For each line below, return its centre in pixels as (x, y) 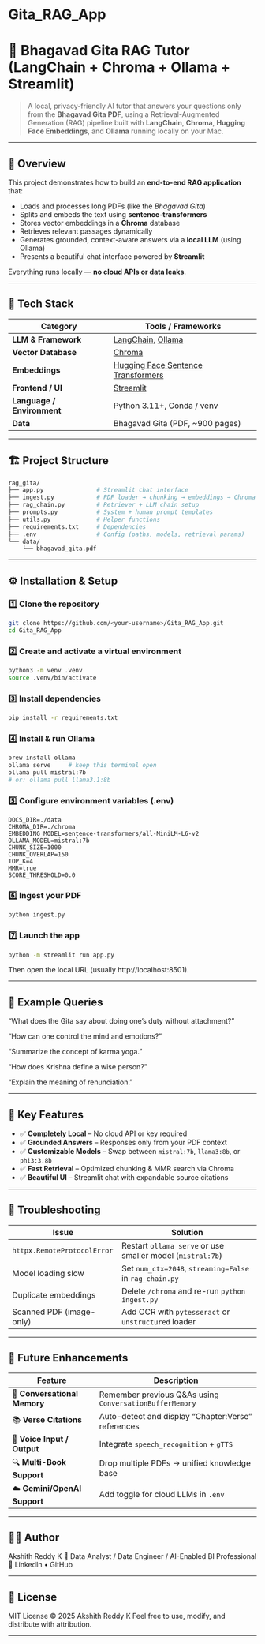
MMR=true (22, 869)
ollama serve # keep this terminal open (82, 766)
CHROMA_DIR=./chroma (42, 827)
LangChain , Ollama (148, 339)
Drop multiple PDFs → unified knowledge (175, 1463)
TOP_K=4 (21, 862)
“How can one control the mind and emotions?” (85, 1036)
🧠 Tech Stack (41, 304)
